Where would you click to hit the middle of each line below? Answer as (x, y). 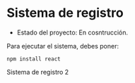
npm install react (34, 59)
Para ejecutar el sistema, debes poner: (63, 46)
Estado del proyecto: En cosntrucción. (72, 32)
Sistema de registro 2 (38, 72)
